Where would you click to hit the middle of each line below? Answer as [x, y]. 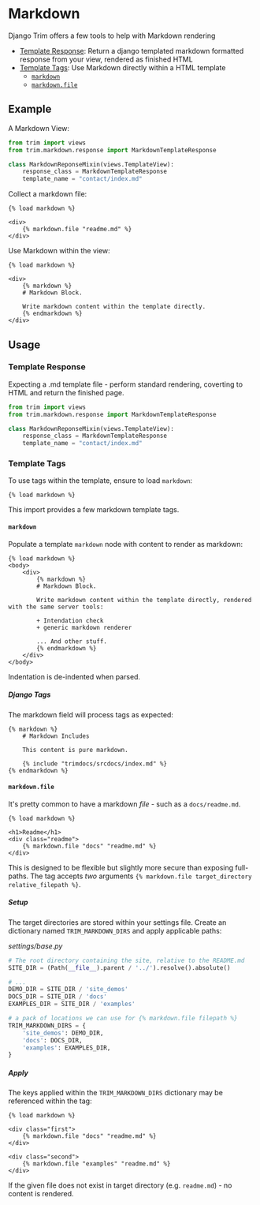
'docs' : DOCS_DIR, [52, 1040]
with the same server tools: [56, 607]
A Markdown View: [39, 128]
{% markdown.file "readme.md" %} [77, 230]
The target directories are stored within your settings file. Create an [117, 922]
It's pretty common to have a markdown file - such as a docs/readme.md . [124, 804]
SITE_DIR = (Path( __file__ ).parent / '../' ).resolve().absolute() [119, 967]
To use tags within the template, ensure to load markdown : [100, 481]
